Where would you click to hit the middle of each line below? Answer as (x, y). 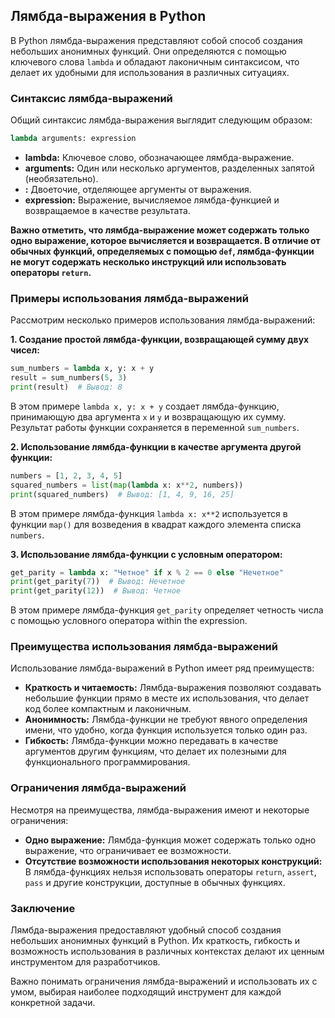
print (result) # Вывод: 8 (66, 387)
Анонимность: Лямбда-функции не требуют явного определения (166, 720)
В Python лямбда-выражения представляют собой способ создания (156, 40)
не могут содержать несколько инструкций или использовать (148, 261)
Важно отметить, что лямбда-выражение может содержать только (160, 230)
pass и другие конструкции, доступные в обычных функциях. (155, 882)
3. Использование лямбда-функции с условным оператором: (146, 554)
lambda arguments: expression (73, 139)
